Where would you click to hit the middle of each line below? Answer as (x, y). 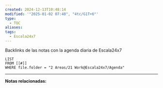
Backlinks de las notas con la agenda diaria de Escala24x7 (64, 50)
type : (10, 18)
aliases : (14, 28)
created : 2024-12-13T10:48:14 (36, 9)
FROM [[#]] (16, 63)
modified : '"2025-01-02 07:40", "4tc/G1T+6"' (52, 14)
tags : (10, 32)
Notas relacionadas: (26, 81)
